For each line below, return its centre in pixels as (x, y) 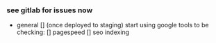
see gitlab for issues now (50, 10)
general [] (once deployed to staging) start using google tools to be (113, 25)
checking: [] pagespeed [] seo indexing (73, 32)
